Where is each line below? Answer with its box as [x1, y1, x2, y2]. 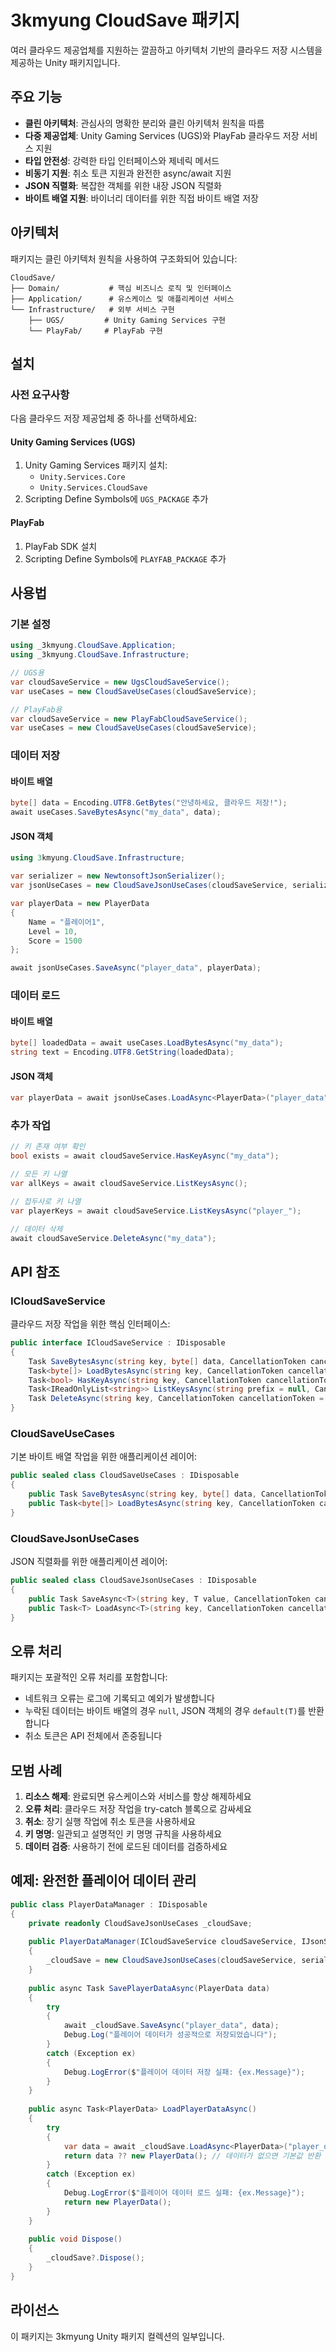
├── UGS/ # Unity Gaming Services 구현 [28, 315, 227, 325]
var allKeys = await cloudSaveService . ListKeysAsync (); [10, 1179, 248, 1189]
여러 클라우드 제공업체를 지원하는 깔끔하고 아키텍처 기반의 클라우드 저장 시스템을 [10, 44, 323, 56]
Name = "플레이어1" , [28, 917, 106, 927]
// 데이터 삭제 [10, 1224, 63, 1234]
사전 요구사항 [10, 387, 70, 401]
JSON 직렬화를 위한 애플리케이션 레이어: [10, 1556, 168, 1568]
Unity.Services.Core [39, 472, 126, 483]
